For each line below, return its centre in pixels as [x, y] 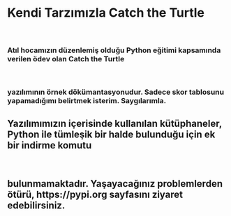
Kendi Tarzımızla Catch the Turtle [106, 13]
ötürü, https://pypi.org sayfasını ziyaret [95, 195]
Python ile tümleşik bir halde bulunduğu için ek [111, 134]
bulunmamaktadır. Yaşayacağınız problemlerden [115, 184]
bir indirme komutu [50, 145]
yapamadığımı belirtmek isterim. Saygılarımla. [87, 101]
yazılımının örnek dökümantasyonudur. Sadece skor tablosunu [116, 92]
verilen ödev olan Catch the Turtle [66, 59]
